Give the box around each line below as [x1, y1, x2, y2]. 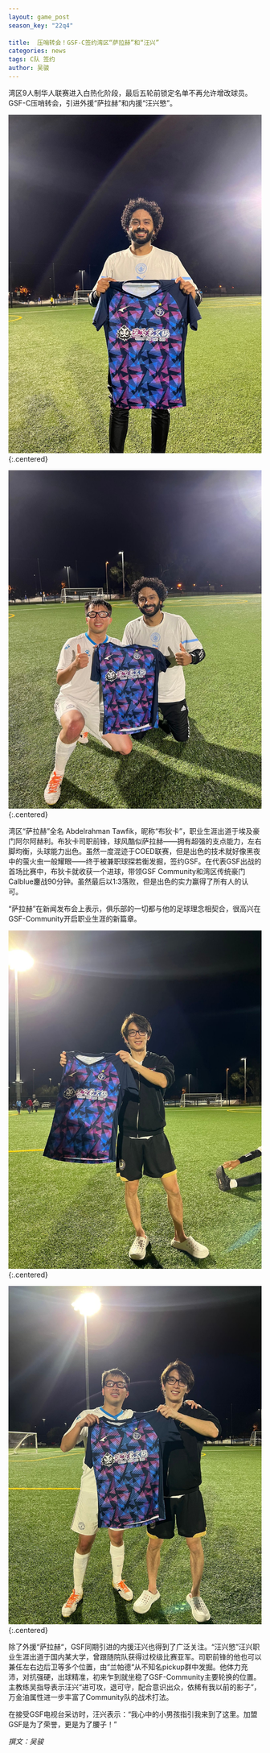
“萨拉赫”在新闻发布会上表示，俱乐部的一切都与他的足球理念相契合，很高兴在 [8, 903, 261, 914]
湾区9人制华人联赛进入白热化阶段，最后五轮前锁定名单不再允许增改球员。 [8, 88, 252, 97]
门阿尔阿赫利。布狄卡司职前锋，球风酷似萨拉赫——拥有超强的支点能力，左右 [8, 836, 262, 846]
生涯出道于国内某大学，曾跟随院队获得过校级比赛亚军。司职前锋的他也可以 [14, 1651, 262, 1661]
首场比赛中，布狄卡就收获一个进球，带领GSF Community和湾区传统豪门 [8, 866, 246, 876]
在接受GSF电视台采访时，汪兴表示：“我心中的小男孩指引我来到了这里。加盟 [8, 1709, 258, 1719]
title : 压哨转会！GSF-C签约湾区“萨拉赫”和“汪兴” [8, 39, 160, 47]
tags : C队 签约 [8, 56, 55, 64]
